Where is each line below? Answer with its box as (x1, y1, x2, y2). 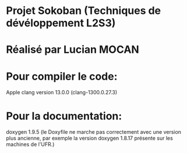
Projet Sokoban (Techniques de (6, 4, 161, 17)
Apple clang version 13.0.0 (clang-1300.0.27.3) (6, 89, 118, 96)
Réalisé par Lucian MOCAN (6, 43, 140, 56)
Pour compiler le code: (6, 70, 118, 83)
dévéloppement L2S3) (6, 16, 116, 30)
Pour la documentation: (6, 109, 122, 123)
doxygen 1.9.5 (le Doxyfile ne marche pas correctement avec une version (6, 129, 182, 136)
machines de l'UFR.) (6, 141, 55, 148)
